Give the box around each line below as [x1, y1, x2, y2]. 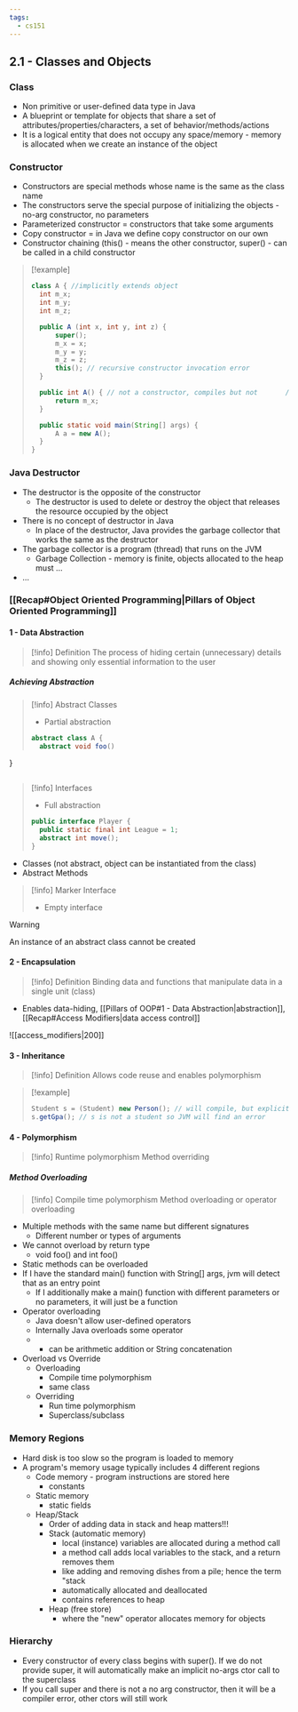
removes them [61, 1556, 115, 1567]
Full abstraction [43, 800, 101, 811]
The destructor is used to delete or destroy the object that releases [35, 496, 281, 507]
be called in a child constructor [21, 247, 136, 258]
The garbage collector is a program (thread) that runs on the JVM [21, 543, 263, 554]
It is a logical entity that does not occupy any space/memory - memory [21, 130, 282, 140]
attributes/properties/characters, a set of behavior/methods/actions [21, 120, 270, 131]
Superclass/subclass [48, 1410, 125, 1420]
